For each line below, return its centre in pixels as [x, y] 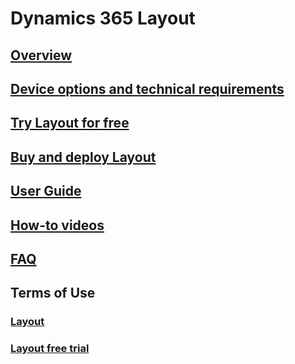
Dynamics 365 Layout [103, 18]
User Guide [46, 191]
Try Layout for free [70, 123]
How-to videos [57, 225]
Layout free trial [50, 349]
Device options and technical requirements [147, 88]
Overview [41, 55]
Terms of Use [53, 293]
